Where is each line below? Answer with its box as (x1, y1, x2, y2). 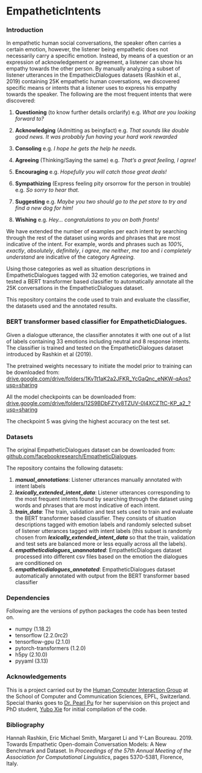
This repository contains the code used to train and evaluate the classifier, (6, 296, 191, 303)
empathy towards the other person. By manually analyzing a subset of (6, 65, 180, 72)
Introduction (6, 26, 43, 34)
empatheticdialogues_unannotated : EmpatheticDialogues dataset (14, 547, 182, 554)
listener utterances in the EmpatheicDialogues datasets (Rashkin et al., (6, 71, 181, 79)
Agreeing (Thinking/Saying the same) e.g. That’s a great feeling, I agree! (14, 157, 197, 164)
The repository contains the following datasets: (6, 464, 124, 472)
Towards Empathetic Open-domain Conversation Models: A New (6, 740, 167, 748)
